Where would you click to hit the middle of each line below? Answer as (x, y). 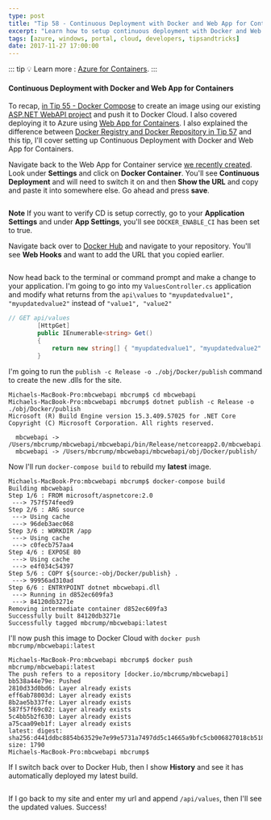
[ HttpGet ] (54, 326)
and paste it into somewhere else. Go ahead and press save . (109, 190)
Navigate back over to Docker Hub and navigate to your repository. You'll (130, 246)
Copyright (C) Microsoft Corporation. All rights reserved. (112, 423)
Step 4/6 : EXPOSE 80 (45, 552)
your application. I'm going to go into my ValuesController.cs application (130, 286)
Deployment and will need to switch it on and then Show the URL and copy (133, 182)
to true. (21, 231)
